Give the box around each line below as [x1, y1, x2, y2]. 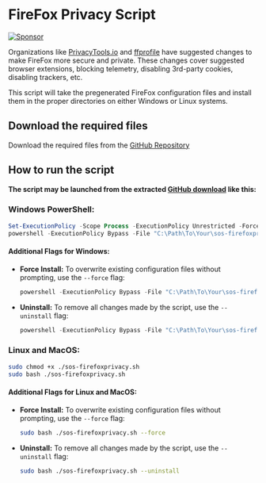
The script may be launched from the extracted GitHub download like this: [8, 184, 256, 194]
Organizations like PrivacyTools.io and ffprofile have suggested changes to [8, 47, 253, 56]
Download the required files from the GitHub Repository [8, 140, 190, 150]
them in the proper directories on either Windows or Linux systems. [8, 96, 228, 105]
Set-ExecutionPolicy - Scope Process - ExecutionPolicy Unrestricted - [8, 222, 243, 230]
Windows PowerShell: [8, 204, 95, 215]
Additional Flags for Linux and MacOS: [8, 387, 137, 397]
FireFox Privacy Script [8, 6, 156, 24]
